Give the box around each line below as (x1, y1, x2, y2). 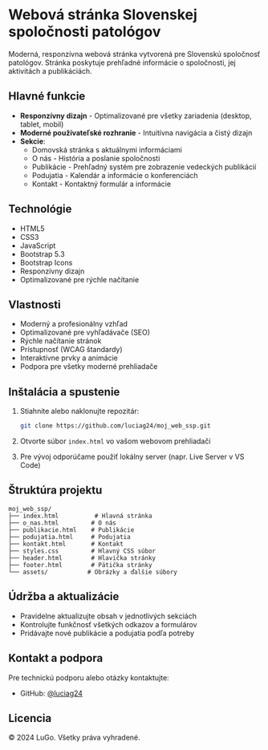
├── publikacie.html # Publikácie (8, 525, 135, 534)
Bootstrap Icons (19, 257, 73, 267)
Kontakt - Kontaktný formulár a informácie (31, 179, 171, 189)
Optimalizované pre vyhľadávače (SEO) (19, 327, 151, 338)
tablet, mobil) (19, 119, 64, 129)
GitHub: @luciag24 (19, 688, 83, 698)
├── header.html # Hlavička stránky (8, 553, 156, 562)
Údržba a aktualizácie (8, 590, 120, 603)
